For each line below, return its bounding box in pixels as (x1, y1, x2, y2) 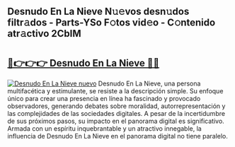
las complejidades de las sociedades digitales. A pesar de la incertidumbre (7, 110, 225, 117)
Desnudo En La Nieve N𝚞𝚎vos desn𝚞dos (7, 6, 190, 18)
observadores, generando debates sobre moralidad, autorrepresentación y (7, 102, 226, 110)
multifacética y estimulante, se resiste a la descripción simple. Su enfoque (7, 87, 224, 95)
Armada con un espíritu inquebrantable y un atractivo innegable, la (7, 124, 202, 133)
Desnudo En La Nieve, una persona (98, 79, 201, 88)
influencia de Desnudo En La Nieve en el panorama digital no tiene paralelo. (7, 132, 229, 140)
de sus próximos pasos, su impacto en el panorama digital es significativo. (7, 117, 224, 125)
